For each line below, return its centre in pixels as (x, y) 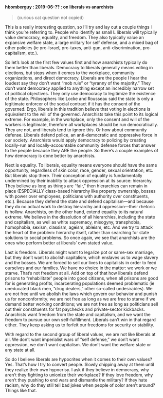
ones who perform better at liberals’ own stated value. (59, 243)
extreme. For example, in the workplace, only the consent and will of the (77, 119)
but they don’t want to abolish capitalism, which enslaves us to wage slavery (82, 258)
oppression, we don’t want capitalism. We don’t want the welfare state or (78, 345)
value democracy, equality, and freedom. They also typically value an (74, 38)
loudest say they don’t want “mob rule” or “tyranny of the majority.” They (78, 83)
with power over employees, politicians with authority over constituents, (77, 196)
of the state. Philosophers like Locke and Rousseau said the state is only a (79, 99)
